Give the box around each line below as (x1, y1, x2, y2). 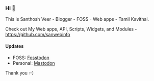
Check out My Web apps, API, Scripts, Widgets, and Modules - (5, 26, 137, 32)
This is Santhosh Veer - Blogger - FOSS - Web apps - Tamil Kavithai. (5, 16, 149, 22)
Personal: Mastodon (12, 60, 55, 66)
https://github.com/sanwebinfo (5, 32, 70, 38)
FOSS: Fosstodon (12, 55, 49, 61)
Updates (5, 43, 24, 49)
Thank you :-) (5, 70, 34, 76)
